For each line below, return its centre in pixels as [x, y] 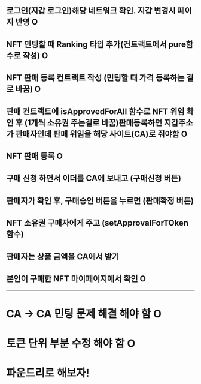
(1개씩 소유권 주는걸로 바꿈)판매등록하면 [93, 123]
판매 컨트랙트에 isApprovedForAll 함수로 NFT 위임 [95, 111]
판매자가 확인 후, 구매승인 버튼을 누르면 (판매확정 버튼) [100, 201]
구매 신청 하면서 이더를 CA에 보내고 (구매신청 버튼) [94, 178]
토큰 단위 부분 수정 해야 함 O [71, 343]
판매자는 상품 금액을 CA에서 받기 [63, 256]
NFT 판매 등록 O [34, 156]
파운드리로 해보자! [48, 373]
